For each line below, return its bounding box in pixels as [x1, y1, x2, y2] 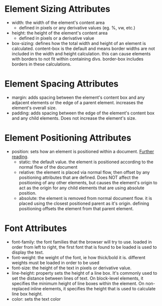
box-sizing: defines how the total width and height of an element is [11, 40, 146, 46]
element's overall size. [11, 105, 57, 110]
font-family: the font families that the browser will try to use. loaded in [11, 239, 152, 245]
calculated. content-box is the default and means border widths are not [11, 45, 155, 51]
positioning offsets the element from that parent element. [19, 205, 134, 211]
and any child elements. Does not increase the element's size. [11, 115, 137, 121]
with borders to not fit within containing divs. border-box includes [11, 56, 143, 62]
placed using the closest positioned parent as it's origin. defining [19, 200, 149, 206]
